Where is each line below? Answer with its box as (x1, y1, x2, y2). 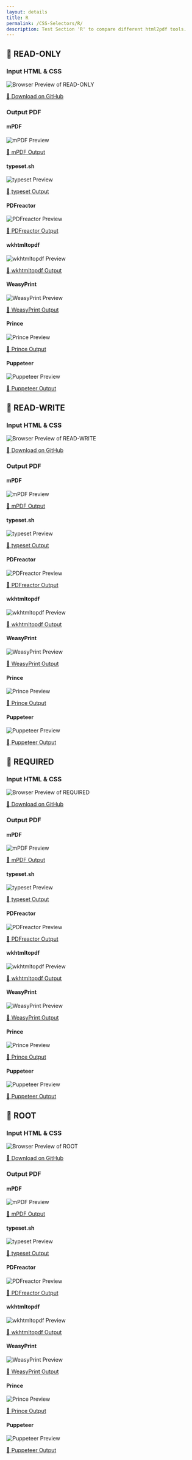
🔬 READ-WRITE (6, 403, 65, 413)
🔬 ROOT (6, 1110, 37, 1121)
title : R (6, 15, 29, 21)
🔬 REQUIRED (6, 756, 54, 767)
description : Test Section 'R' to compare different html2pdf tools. (6, 26, 187, 32)
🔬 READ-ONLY (6, 48, 62, 59)
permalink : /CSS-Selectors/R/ (6, 20, 84, 26)
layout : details (6, 9, 48, 15)
